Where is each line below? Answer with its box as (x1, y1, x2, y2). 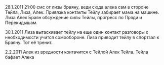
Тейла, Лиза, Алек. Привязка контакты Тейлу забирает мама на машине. (5, 9, 159, 15)
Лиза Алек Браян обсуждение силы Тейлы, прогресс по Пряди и (5, 15, 142, 20)
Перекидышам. (5, 20, 38, 25)
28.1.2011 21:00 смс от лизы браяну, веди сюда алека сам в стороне (5, 4, 149, 10)
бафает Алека (5, 54, 35, 60)
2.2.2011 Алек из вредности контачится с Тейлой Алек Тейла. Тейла (5, 49, 148, 55)
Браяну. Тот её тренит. (5, 40, 53, 45)
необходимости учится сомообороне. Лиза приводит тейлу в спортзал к (5, 34, 160, 40)
